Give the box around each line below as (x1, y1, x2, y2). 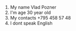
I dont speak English (10, 20, 53, 26)
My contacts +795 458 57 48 (10, 15, 71, 20)
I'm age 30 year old (10, 9, 51, 15)
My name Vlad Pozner (10, 4, 57, 10)
